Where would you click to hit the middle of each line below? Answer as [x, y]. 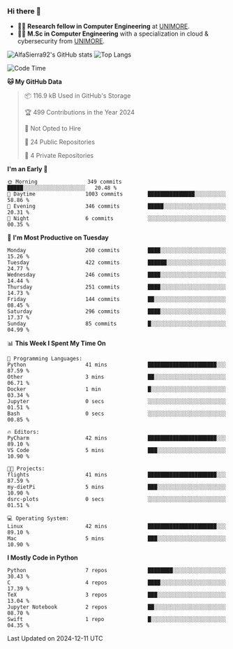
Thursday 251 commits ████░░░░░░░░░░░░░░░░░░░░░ [117, 287]
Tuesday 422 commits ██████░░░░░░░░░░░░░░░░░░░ [117, 263]
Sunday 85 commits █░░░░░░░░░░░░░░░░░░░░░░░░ [117, 324]
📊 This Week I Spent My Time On [57, 343]
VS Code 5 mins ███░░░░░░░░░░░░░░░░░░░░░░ [117, 451]
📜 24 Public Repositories [60, 142]
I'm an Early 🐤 [28, 169]
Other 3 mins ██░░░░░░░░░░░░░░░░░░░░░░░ [117, 377]
